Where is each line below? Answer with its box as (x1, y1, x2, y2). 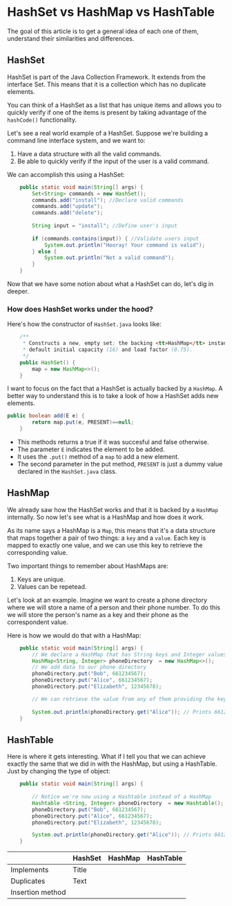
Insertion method (10, 887, 66, 897)
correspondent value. (7, 618, 68, 626)
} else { (32, 248, 57, 255)
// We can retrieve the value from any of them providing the (32, 695, 215, 702)
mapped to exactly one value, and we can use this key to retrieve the (7, 540, 203, 549)
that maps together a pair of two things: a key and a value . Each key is (7, 534, 206, 542)
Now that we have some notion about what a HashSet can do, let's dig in (7, 280, 214, 287)
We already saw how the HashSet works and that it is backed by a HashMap (7, 505, 219, 513)
